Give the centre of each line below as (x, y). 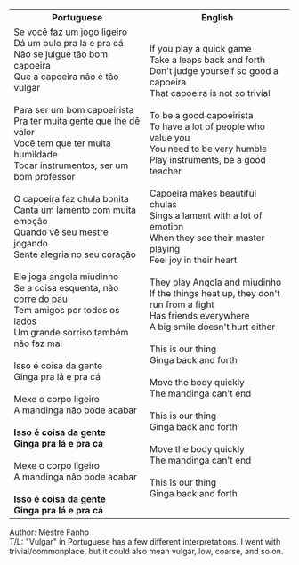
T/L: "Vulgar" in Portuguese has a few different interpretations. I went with (145, 541)
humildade (36, 154)
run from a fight (182, 304)
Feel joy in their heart (193, 260)
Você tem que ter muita (62, 143)
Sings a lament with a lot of (206, 215)
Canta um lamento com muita (75, 210)
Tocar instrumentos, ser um (71, 165)
